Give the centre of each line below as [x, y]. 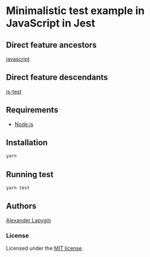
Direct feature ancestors [52, 45]
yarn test [18, 188]
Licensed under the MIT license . [45, 248]
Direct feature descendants [57, 77]
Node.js [24, 124]
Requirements [32, 110]
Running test [30, 174]
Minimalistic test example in [75, 11]
